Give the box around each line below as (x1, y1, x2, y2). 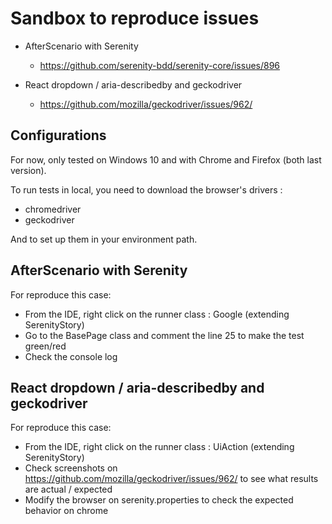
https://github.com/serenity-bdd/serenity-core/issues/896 (39, 59, 281, 71)
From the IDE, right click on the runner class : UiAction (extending (24, 441, 295, 453)
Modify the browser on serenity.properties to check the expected (24, 494, 294, 506)
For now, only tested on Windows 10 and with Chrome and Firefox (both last (10, 153, 322, 166)
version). (10, 164, 47, 176)
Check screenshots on (24, 462, 118, 474)
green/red (24, 340, 67, 352)
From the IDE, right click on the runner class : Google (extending (24, 308, 290, 320)
